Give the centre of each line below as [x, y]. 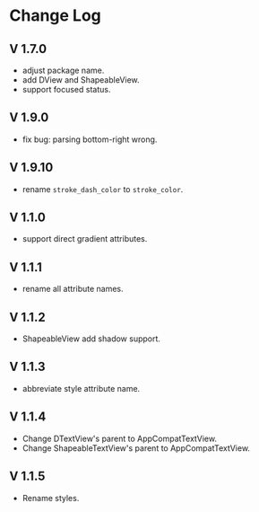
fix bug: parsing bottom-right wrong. [90, 139]
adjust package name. [63, 70]
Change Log [55, 16]
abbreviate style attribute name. [81, 388]
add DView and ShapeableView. [81, 80]
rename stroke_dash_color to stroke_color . [103, 189]
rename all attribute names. [73, 289]
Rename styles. [51, 498]
